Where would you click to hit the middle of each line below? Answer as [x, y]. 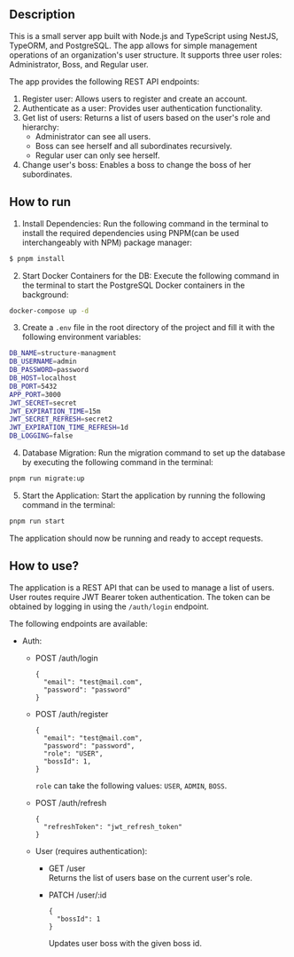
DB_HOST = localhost [43, 378]
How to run [40, 202]
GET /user [67, 868]
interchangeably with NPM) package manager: [107, 242]
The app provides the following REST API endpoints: [104, 81]
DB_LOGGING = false [41, 436]
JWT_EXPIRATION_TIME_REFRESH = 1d [69, 428]
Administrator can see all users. [93, 136]
